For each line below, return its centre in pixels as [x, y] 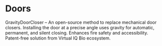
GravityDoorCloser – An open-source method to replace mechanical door [81, 22]
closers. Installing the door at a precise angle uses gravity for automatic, [80, 27]
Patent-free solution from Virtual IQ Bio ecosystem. [58, 38]
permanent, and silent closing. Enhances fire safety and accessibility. [77, 33]
